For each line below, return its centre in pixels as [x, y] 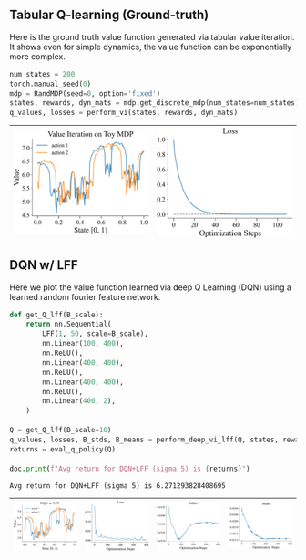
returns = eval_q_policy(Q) [63, 449]
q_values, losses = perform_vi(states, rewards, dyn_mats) [124, 113]
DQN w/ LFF [44, 265]
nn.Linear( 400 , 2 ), [79, 401]
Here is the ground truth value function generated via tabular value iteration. [152, 36]
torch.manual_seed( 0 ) [51, 84]
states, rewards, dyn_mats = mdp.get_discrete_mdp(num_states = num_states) [154, 103]
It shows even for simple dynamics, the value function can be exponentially [151, 47]
